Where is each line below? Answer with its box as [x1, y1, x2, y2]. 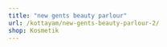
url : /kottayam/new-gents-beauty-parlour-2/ [8, 19, 160, 27]
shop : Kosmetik [8, 26, 59, 34]
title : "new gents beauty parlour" [8, 11, 128, 20]
